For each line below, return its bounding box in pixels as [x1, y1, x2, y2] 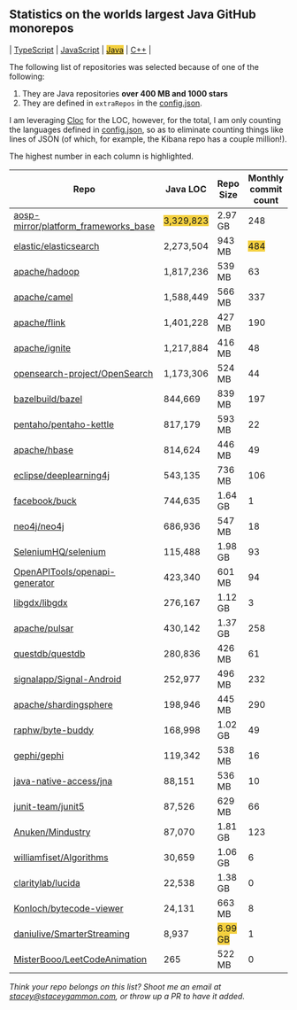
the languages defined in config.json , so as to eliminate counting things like [9, 124, 284, 135]
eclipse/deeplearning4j [13, 469, 110, 481]
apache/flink [13, 316, 66, 329]
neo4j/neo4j [13, 520, 65, 532]
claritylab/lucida [13, 876, 81, 889]
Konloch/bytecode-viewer [13, 902, 124, 914]
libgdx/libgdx [13, 596, 68, 609]
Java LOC [164, 183, 208, 195]
